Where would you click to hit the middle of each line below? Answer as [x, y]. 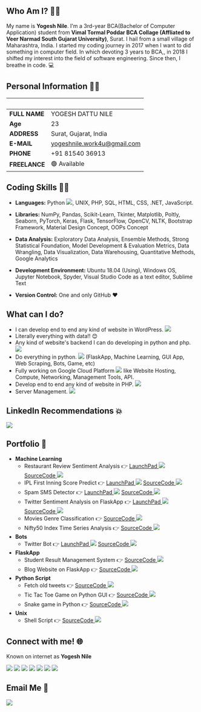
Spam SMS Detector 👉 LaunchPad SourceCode [88, 492]
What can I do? [35, 314]
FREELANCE [27, 165]
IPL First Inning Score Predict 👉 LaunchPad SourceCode [99, 482]
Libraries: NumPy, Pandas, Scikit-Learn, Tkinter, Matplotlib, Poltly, [97, 215]
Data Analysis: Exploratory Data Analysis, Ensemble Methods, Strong [102, 239]
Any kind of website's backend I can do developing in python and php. [103, 343]
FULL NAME [27, 114]
